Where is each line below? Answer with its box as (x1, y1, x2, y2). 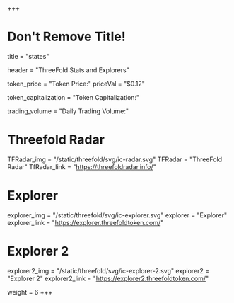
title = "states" (7, 52, 49, 60)
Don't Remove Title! (7, 29, 126, 45)
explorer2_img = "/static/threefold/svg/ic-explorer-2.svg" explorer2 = (7, 266, 210, 275)
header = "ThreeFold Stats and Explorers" (7, 65, 129, 74)
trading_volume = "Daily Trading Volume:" (7, 107, 129, 115)
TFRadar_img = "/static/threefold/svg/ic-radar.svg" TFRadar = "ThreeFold (7, 155, 223, 164)
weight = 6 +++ (7, 287, 53, 296)
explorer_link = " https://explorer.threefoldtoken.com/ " (7, 218, 164, 227)
